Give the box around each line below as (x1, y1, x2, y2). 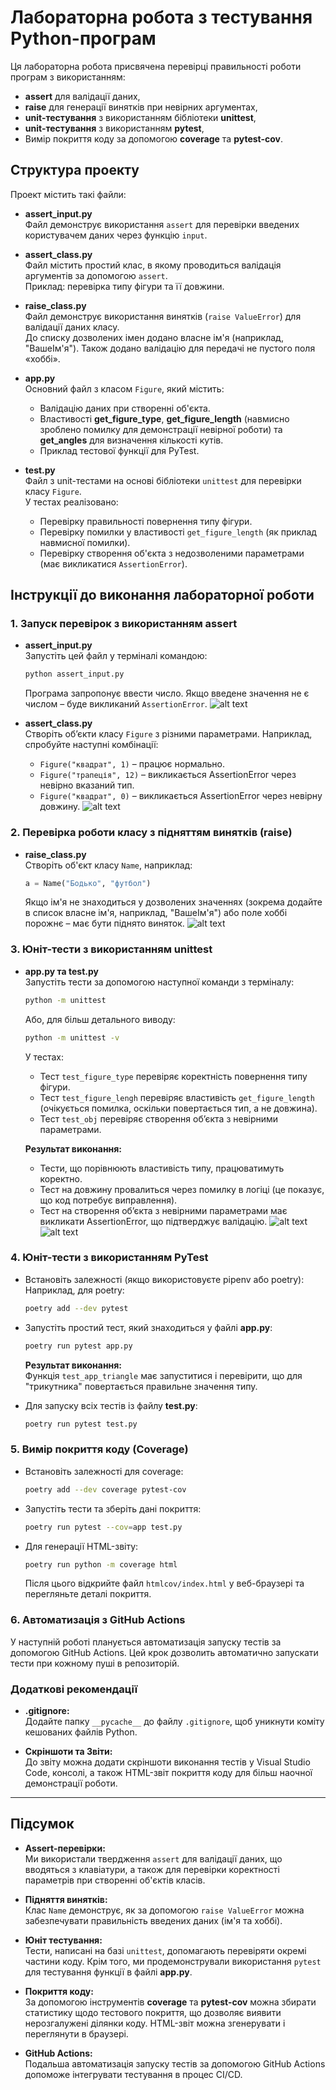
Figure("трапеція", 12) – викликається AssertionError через (39, 769, 297, 781)
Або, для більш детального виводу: (24, 1013, 176, 1025)
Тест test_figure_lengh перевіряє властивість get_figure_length (39, 1091, 315, 1103)
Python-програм (10, 27, 157, 50)
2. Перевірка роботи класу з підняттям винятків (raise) (10, 826, 293, 840)
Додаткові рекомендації (10, 1682, 138, 1696)
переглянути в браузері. (24, 2027, 129, 2040)
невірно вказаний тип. (39, 779, 135, 791)
